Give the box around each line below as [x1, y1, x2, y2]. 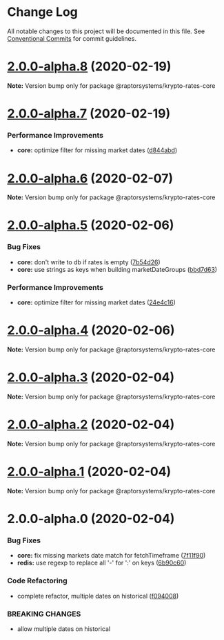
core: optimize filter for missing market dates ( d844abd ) [17, 146, 178, 154]
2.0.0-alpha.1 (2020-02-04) [7, 464, 172, 479]
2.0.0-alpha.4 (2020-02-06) [7, 322, 175, 338]
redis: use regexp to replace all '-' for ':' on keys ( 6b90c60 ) [17, 558, 187, 567]
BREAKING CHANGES [7, 609, 81, 619]
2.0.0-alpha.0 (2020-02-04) [7, 511, 175, 527]
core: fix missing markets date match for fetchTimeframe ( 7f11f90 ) [17, 551, 206, 560]
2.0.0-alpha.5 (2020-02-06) [7, 217, 174, 233]
